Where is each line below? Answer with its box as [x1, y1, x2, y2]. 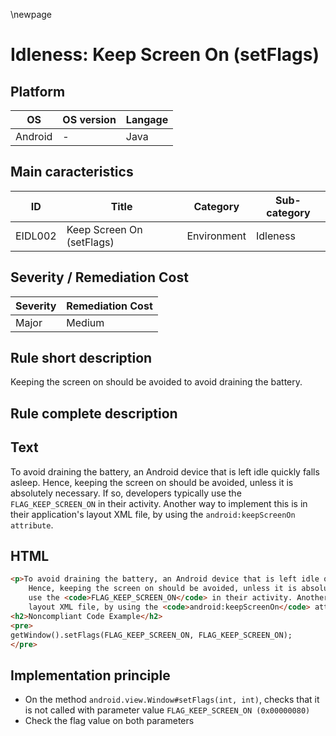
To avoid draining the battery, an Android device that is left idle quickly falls [10, 465, 320, 478]
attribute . [10, 519, 54, 531]
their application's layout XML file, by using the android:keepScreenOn [10, 508, 296, 520]
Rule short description [10, 350, 153, 367]
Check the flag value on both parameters [24, 715, 195, 727]
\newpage [10, 9, 53, 20]
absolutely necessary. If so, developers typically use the [10, 487, 242, 499]
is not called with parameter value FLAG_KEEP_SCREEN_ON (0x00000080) [24, 704, 311, 716]
